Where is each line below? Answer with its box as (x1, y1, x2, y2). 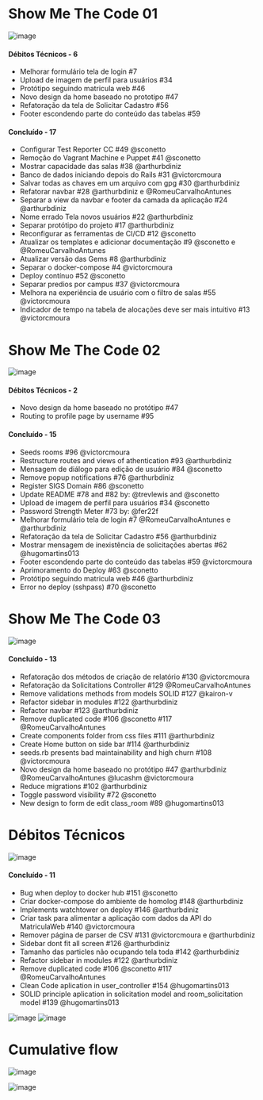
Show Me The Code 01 (8, 5, 158, 23)
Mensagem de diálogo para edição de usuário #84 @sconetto (19, 464, 223, 473)
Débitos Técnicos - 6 (8, 49, 78, 59)
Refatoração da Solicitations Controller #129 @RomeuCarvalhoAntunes (19, 680, 251, 690)
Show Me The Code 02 (8, 341, 161, 359)
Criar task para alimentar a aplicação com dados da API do (19, 913, 212, 922)
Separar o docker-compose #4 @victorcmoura (19, 263, 173, 272)
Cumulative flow (8, 1041, 119, 1059)
